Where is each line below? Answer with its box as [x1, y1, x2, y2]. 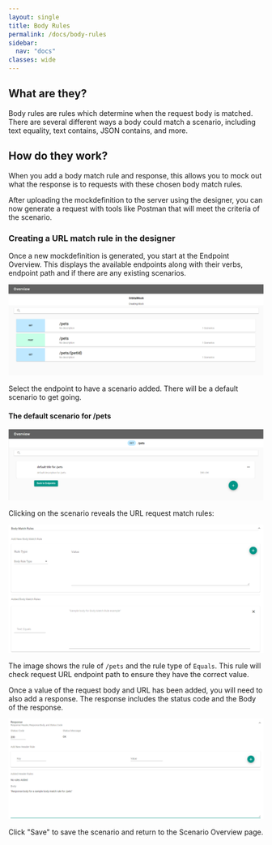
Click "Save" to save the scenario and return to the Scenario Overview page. [8, 827, 264, 837]
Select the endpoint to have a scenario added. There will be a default [8, 384, 239, 393]
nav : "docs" [15, 47, 57, 56]
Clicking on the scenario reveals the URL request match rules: [8, 508, 215, 518]
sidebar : [8, 39, 38, 47]
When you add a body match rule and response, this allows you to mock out [8, 170, 262, 180]
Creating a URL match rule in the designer [8, 232, 176, 243]
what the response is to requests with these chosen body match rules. [8, 179, 243, 189]
